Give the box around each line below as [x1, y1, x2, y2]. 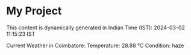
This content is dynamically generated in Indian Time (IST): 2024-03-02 [6, 24, 185, 31]
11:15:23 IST [6, 30, 36, 37]
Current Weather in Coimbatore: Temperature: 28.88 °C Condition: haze [6, 42, 184, 49]
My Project [6, 4, 62, 18]
